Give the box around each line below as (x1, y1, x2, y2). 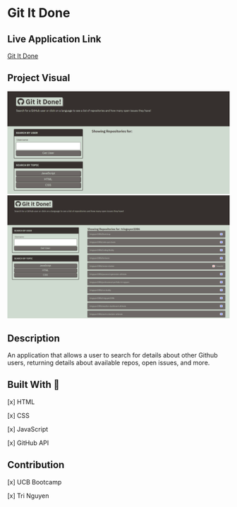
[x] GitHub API (7, 439, 49, 447)
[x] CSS (7, 411, 30, 420)
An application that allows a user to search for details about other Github (7, 350, 218, 359)
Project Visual (7, 72, 71, 84)
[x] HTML (7, 397, 35, 406)
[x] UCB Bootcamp (7, 477, 62, 486)
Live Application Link (7, 33, 102, 45)
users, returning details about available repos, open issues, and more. (7, 358, 210, 367)
